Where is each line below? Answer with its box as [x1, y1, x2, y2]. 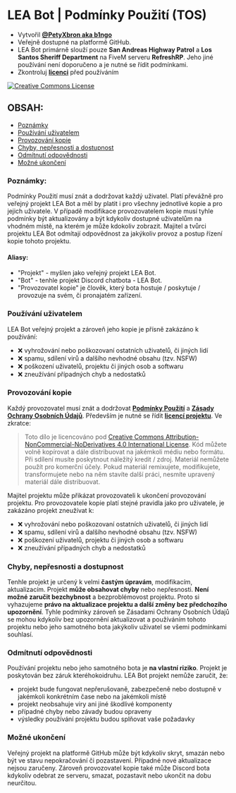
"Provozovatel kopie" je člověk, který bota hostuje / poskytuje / [17, 284, 201, 292]
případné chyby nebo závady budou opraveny [17, 708, 152, 716]
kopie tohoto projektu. [7, 237, 72, 246]
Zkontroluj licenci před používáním [17, 68, 119, 76]
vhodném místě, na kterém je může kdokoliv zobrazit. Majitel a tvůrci [7, 222, 206, 231]
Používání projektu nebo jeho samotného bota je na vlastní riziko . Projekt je [7, 664, 228, 672]
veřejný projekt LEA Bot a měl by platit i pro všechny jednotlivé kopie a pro [7, 200, 223, 208]
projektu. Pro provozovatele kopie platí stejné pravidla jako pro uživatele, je [7, 498, 225, 507]
